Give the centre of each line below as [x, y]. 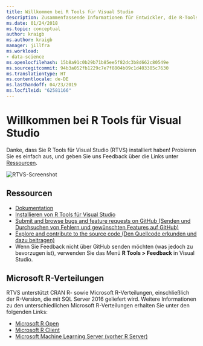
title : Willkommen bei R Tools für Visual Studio [70, 12]
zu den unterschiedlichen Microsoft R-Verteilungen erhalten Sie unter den [98, 306]
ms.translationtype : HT [36, 74]
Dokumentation [34, 208]
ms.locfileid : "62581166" [39, 91]
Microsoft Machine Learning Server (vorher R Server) [81, 336]
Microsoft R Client [37, 330]
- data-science [25, 57]
